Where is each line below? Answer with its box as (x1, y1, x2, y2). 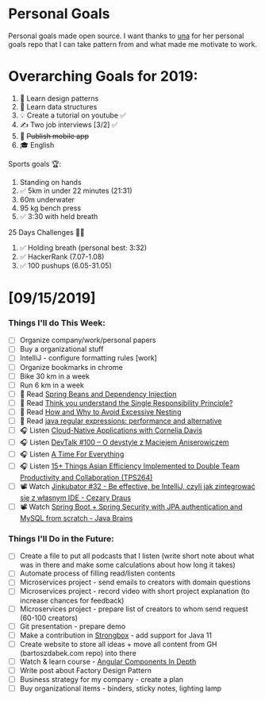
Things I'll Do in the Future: (8, 533, 114, 544)
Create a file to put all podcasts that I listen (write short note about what (19, 551, 255, 560)
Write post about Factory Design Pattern (19, 665, 152, 675)
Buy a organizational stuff (19, 345, 104, 354)
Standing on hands (19, 177, 82, 187)
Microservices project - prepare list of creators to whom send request (19, 604, 248, 614)
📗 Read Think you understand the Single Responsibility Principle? (19, 398, 233, 407)
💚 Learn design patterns (19, 93, 99, 103)
